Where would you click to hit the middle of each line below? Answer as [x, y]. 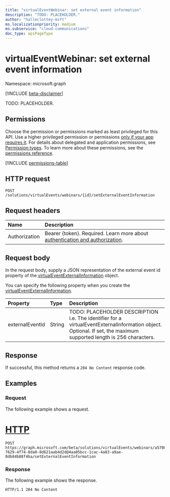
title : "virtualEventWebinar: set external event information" [73, 10]
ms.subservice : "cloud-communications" [47, 29]
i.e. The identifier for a [95, 318]
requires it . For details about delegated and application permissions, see [80, 142]
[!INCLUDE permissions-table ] [37, 163]
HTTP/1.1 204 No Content [31, 489]
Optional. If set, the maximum [104, 331]
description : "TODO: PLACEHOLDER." [43, 15]
